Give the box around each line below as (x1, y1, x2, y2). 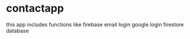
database (6, 27, 30, 34)
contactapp (6, 2, 64, 15)
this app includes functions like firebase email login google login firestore (6, 21, 184, 28)
